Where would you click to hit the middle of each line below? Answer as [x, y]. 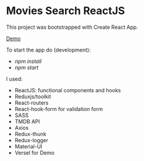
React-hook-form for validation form [59, 109]
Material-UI [28, 146]
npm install [28, 61]
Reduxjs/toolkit [33, 96]
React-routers [32, 103]
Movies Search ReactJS [66, 11]
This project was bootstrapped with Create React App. [72, 27]
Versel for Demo [35, 152]
